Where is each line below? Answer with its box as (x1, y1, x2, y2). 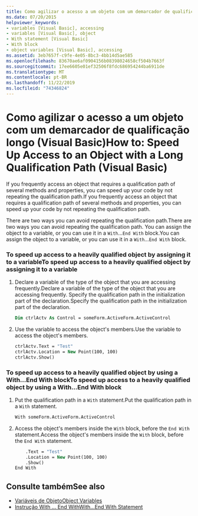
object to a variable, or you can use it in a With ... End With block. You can (6, 229, 180, 236)
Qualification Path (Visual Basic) (6, 161, 168, 175)
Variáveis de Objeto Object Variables (14, 497, 103, 504)
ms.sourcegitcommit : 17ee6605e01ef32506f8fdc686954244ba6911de (6, 63, 165, 70)
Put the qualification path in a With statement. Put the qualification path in (14, 396, 192, 403)
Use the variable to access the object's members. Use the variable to (14, 326, 181, 333)
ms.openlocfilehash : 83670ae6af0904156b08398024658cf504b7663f (6, 58, 165, 64)
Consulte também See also (6, 481, 105, 491)
